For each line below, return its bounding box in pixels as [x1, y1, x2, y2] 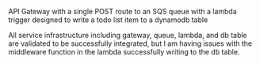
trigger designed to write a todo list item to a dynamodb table [8, 15, 208, 24]
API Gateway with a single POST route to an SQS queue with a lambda [8, 7, 238, 16]
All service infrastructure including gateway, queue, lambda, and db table [8, 31, 247, 40]
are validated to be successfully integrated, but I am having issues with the [8, 39, 253, 48]
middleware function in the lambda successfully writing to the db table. [8, 47, 240, 56]
